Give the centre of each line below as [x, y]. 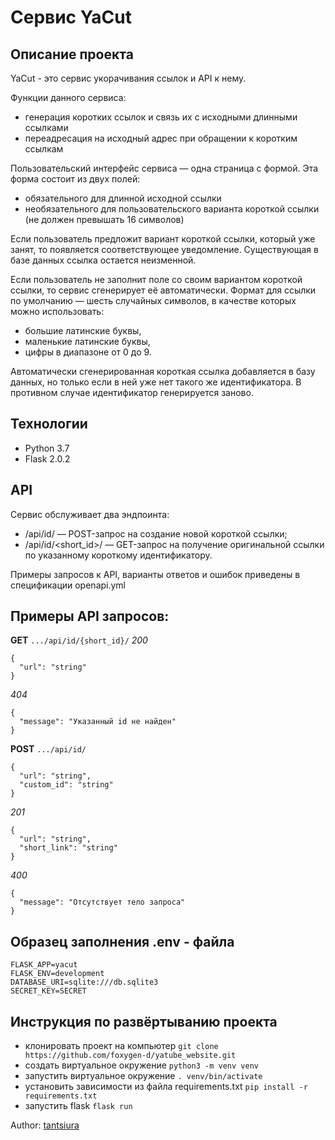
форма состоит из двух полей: [75, 179]
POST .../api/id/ [48, 749]
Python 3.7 [47, 448]
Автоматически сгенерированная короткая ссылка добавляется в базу [163, 371]
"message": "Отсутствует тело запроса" [102, 902]
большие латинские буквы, [83, 330]
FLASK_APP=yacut [44, 965]
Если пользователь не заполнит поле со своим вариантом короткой [156, 279]
